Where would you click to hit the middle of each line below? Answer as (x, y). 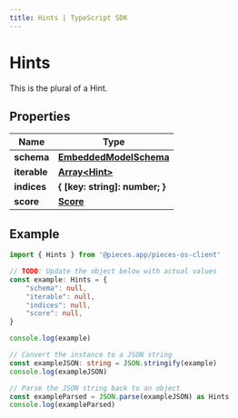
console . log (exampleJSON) (58, 372)
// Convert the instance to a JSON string (91, 355)
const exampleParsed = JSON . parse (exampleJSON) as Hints (119, 396)
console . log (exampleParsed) (63, 405)
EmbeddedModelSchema (114, 157)
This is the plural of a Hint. (59, 88)
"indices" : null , (59, 305)
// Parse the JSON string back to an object (95, 388)
